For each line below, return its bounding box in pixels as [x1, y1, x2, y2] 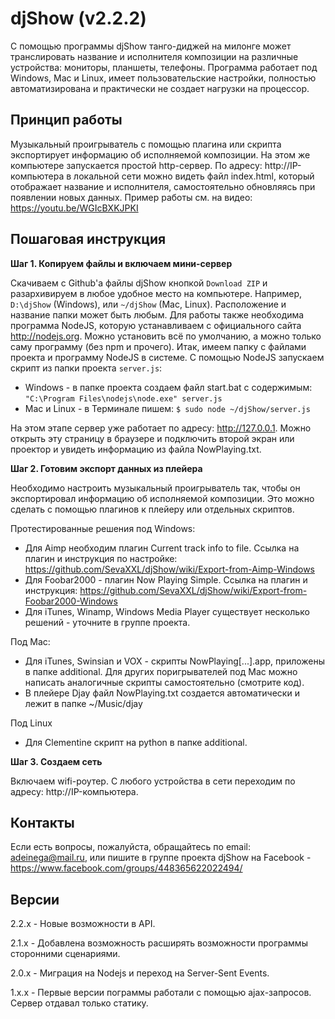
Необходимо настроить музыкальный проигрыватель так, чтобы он [10, 482, 301, 494]
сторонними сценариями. [10, 948, 121, 960]
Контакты [10, 814, 75, 831]
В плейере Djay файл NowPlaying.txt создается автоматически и [24, 687, 300, 699]
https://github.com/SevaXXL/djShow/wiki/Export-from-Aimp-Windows [24, 563, 315, 575]
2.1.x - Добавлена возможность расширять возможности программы [10, 937, 308, 949]
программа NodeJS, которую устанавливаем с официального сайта [10, 319, 302, 331]
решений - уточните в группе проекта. [24, 616, 191, 628]
